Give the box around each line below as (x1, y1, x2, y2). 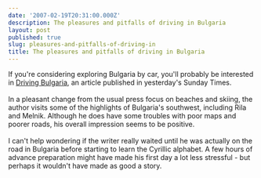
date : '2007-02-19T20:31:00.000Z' (8, 11, 121, 20)
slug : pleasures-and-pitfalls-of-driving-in (8, 41, 156, 49)
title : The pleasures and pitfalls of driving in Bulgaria (8, 48, 205, 56)
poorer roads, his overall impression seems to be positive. (8, 119, 195, 129)
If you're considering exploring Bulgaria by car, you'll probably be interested (8, 70, 254, 78)
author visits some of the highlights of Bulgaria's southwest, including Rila (8, 103, 247, 112)
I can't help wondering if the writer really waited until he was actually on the (8, 136, 253, 145)
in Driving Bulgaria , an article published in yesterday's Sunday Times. (8, 78, 232, 87)
